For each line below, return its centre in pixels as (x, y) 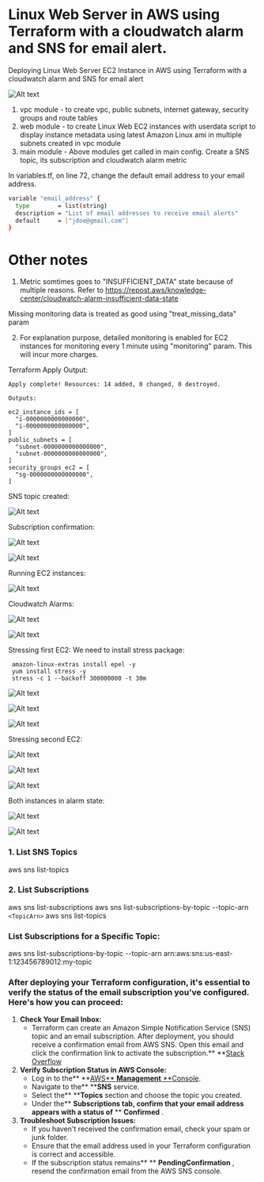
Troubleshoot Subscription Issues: (78, 1121)
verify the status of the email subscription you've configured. (129, 992)
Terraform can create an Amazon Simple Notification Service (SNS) (141, 1028)
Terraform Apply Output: (48, 370)
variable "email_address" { (55, 198)
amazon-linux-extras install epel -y (74, 665)
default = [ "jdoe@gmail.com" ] (72, 221)
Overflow (46, 1061)
